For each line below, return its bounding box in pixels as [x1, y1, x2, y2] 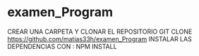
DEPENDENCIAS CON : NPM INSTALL [7, 42, 118, 50]
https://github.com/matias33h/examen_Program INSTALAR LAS [7, 34, 192, 43]
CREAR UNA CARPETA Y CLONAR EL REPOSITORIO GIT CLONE [7, 27, 193, 36]
